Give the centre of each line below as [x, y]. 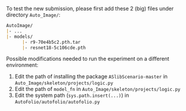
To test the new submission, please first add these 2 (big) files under [90, 9]
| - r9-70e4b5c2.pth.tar [51, 42]
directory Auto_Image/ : [33, 15]
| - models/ [20, 37]
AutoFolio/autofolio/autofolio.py [57, 102]
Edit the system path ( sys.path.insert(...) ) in [72, 95]
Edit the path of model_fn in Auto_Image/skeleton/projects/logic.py [97, 89]
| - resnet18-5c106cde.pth [54, 48]
